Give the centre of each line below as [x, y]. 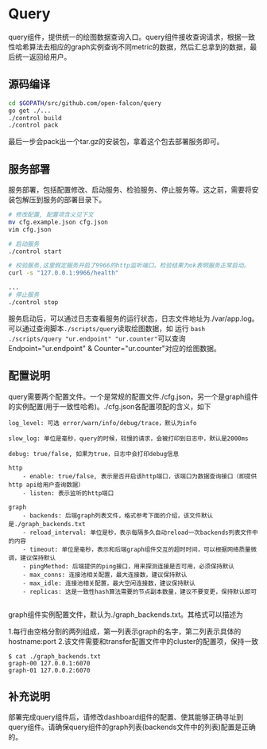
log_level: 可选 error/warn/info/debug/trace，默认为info [103, 423]
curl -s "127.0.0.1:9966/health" [64, 273]
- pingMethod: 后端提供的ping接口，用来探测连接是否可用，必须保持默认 [128, 566]
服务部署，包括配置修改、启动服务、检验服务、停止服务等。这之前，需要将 [130, 190]
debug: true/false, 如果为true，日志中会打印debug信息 [94, 454]
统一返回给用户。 [43, 57]
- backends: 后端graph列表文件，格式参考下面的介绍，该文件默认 [118, 515]
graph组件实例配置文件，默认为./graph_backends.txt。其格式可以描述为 [126, 614]
